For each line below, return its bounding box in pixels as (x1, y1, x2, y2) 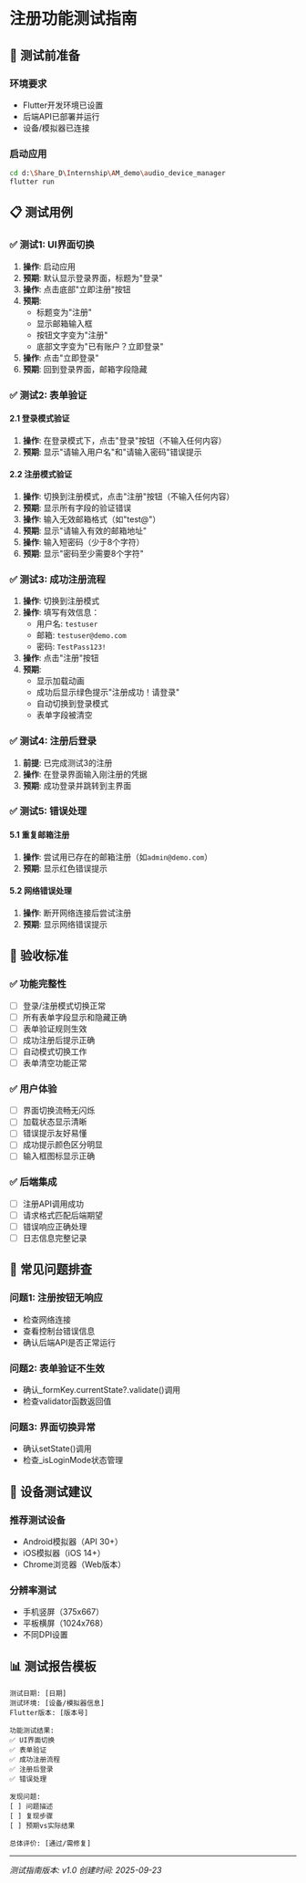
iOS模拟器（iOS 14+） (22, 1548, 106, 1559)
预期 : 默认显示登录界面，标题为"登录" (22, 272, 163, 283)
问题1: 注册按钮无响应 (9, 1292, 103, 1304)
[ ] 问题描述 (9, 1802, 54, 1812)
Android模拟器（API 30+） (22, 1536, 123, 1547)
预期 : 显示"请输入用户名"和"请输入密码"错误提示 (22, 446, 202, 457)
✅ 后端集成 (9, 1176, 57, 1188)
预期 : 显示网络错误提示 (22, 918, 107, 929)
